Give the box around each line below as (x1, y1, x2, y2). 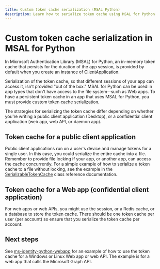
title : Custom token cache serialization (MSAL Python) (5, 7, 120, 12)
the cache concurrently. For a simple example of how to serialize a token (5, 161, 150, 167)
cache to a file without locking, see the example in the (5, 166, 113, 172)
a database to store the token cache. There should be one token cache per (5, 211, 155, 217)
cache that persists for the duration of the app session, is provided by (5, 64, 144, 70)
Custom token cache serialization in (5, 32, 153, 44)
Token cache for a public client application (5, 133, 136, 141)
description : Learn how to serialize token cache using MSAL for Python (5, 12, 155, 16)
